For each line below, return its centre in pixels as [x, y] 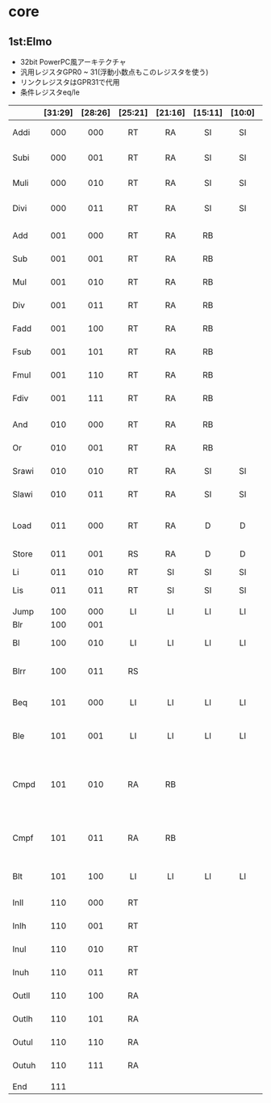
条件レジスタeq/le [50, 92]
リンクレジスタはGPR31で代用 [70, 82]
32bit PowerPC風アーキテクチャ [73, 62]
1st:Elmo [30, 42]
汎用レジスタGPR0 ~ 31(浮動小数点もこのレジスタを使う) [114, 72]
